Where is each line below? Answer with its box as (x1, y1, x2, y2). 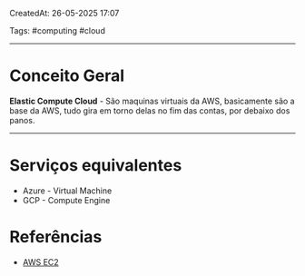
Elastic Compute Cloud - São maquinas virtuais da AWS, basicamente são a (9, 95, 295, 106)
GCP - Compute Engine (22, 194, 111, 205)
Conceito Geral (9, 65, 125, 86)
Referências (9, 227, 103, 248)
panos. (9, 114, 35, 125)
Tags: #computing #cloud (9, 25, 106, 35)
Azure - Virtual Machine (22, 185, 113, 196)
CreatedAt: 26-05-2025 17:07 (9, 8, 120, 18)
